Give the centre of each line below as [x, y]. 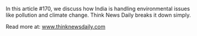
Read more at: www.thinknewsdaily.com [56, 27]
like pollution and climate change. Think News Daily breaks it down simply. [98, 15]
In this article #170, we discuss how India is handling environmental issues [98, 9]
